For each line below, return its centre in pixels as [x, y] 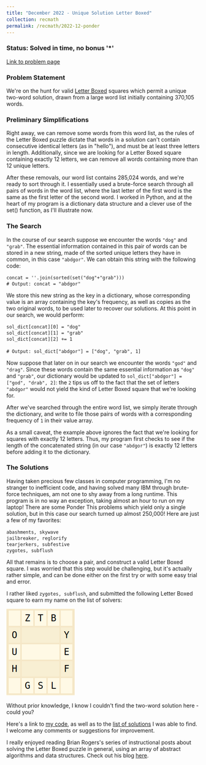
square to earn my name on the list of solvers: [64, 600]
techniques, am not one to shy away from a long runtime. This [99, 494]
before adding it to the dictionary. [48, 452]
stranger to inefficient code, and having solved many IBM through [89, 487]
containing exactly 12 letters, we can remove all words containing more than [102, 159]
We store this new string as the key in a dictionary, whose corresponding [98, 295]
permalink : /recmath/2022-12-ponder [53, 26]
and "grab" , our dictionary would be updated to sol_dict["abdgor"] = [94, 376]
